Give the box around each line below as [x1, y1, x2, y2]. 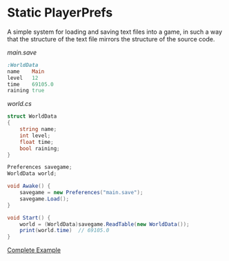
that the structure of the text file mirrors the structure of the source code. [7, 34, 215, 43]
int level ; [19, 132, 51, 139]
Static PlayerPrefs [7, 5, 113, 21]
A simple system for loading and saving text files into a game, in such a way [7, 28, 223, 36]
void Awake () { [7, 182, 51, 190]
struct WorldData [7, 113, 57, 120]
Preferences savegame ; [7, 164, 72, 171]
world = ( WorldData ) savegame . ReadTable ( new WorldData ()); [19, 220, 190, 228]
